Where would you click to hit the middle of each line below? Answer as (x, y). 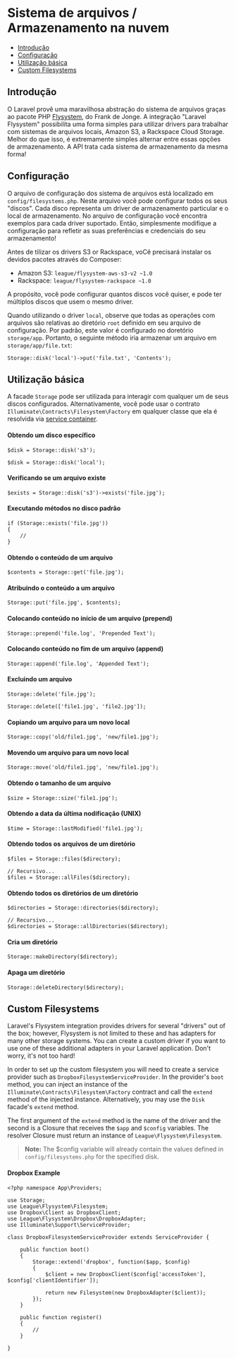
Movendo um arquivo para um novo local (68, 753)
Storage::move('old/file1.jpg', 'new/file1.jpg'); (83, 767)
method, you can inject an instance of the (68, 1085)
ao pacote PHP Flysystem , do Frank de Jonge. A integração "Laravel (107, 116)
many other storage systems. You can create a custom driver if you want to (117, 1041)
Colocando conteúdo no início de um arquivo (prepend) (90, 618)
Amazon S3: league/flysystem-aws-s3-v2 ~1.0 (85, 273)
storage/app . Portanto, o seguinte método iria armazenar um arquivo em (112, 338)
